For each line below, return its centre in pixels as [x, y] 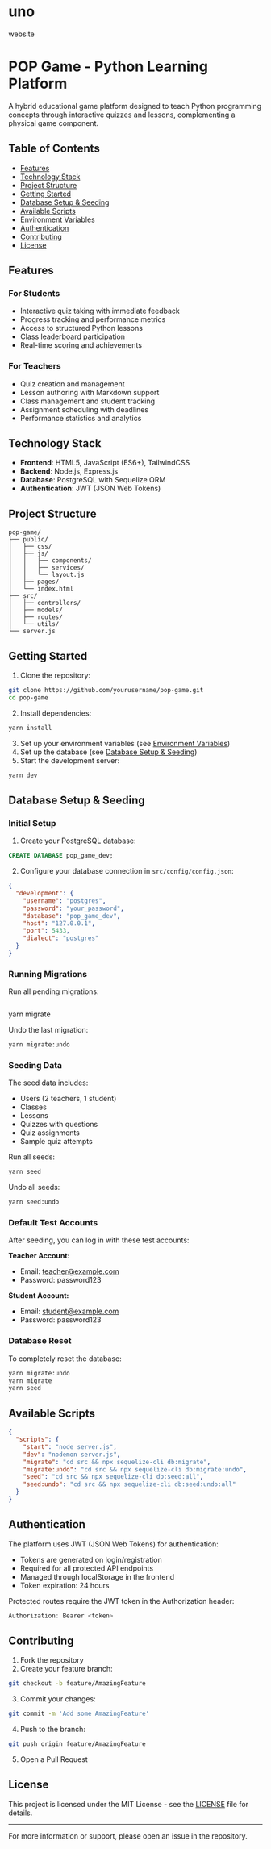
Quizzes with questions [59, 1125]
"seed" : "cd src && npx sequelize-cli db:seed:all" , [113, 1477]
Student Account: [39, 1296]
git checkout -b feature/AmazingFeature [77, 1684]
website [21, 34]
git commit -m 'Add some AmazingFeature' [79, 1714]
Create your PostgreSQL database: [78, 841]
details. [21, 1813]
